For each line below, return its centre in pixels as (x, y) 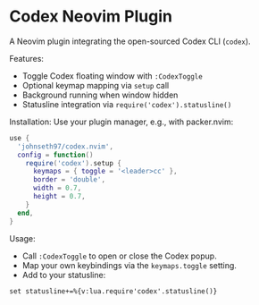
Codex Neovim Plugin (91, 17)
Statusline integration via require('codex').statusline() (127, 104)
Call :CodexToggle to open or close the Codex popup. (119, 256)
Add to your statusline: (64, 275)
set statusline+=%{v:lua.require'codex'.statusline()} (113, 291)
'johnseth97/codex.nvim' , (66, 146)
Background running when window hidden (100, 95)
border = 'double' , (69, 180)
